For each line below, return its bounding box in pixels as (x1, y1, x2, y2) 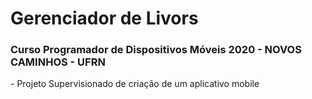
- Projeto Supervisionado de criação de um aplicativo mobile (10, 78, 260, 90)
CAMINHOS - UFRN (10, 55, 106, 69)
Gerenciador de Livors (10, 7, 199, 30)
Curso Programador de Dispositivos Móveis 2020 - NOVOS (10, 43, 302, 57)
